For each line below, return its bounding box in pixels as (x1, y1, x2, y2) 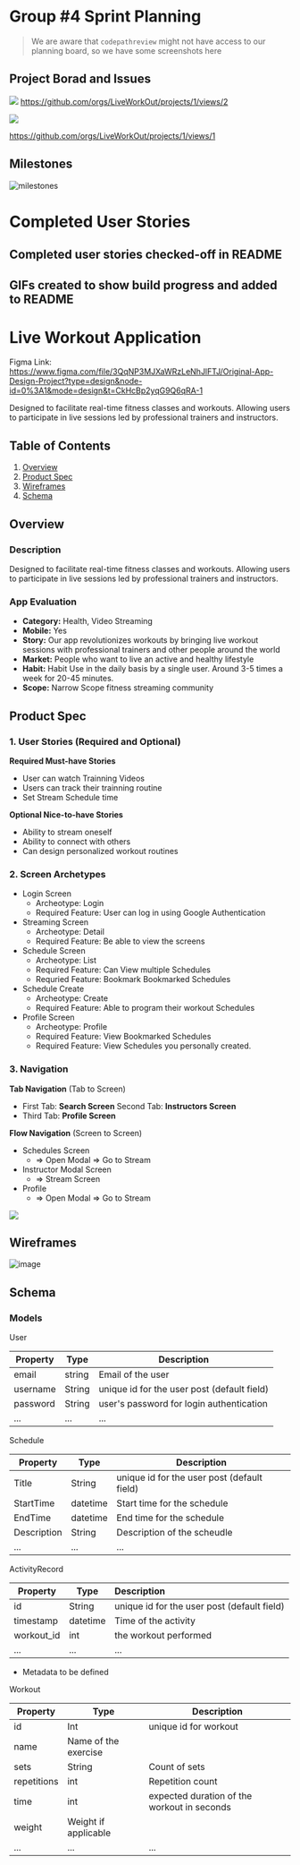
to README (9, 291, 74, 306)
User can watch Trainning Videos (21, 773, 146, 783)
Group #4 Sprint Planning (9, 6, 202, 27)
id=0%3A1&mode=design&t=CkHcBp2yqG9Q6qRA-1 (9, 385, 204, 396)
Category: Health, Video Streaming (21, 616, 154, 627)
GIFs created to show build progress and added (9, 278, 279, 293)
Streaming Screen (21, 917, 89, 928)
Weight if (66, 1816, 105, 1828)
